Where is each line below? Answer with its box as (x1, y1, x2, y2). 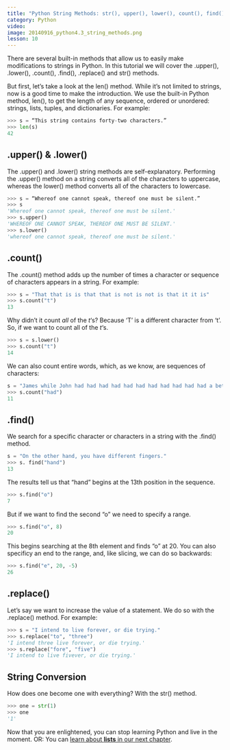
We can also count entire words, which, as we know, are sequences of (7, 361, 206, 370)
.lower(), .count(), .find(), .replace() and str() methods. (7, 69, 159, 77)
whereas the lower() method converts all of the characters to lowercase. (7, 182, 211, 190)
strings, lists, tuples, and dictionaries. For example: (7, 104, 151, 112)
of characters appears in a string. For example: (7, 278, 139, 286)
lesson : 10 (7, 36, 38, 43)
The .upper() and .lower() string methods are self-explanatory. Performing (7, 167, 216, 176)
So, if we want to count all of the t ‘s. (7, 324, 108, 332)
